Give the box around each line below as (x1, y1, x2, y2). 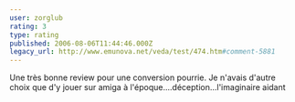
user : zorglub (9, 13, 64, 23)
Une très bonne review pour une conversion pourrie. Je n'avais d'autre (9, 72, 276, 83)
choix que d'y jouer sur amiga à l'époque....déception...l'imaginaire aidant (9, 82, 286, 93)
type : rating (9, 30, 59, 39)
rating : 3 (9, 22, 47, 31)
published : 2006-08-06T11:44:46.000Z (9, 38, 153, 48)
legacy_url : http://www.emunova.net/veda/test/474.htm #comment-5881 (9, 47, 276, 56)
